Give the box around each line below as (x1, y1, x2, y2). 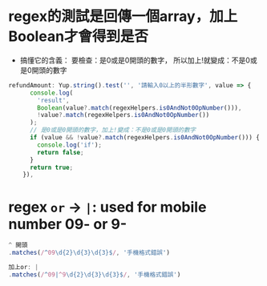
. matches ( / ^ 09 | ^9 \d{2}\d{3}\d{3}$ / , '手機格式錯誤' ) (8, 270, 181, 279)
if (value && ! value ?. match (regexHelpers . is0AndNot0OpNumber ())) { (29, 134, 261, 142)
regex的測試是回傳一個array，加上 (8, 7, 238, 26)
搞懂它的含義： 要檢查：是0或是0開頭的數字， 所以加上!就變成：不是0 (19, 55, 251, 65)
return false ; (37, 148, 84, 156)
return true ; (29, 163, 74, 171)
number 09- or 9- (8, 215, 127, 233)
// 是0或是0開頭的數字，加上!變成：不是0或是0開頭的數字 (29, 126, 196, 135)
